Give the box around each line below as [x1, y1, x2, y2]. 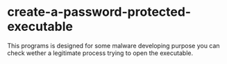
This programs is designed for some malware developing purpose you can [7, 41, 220, 50]
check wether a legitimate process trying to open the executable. [7, 49, 193, 57]
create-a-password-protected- [7, 4, 192, 20]
